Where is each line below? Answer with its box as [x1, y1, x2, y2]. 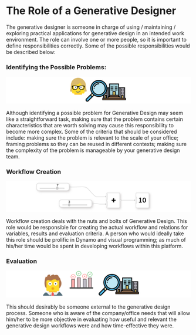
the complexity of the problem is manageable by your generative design [6, 147, 180, 154]
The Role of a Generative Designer [6, 4, 177, 18]
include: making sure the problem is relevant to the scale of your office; [6, 134, 179, 141]
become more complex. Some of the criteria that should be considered [6, 128, 177, 136]
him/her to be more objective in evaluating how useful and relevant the [6, 316, 177, 323]
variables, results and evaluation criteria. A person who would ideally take [6, 230, 184, 237]
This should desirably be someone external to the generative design [6, 303, 171, 310]
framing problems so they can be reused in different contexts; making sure [6, 141, 187, 148]
